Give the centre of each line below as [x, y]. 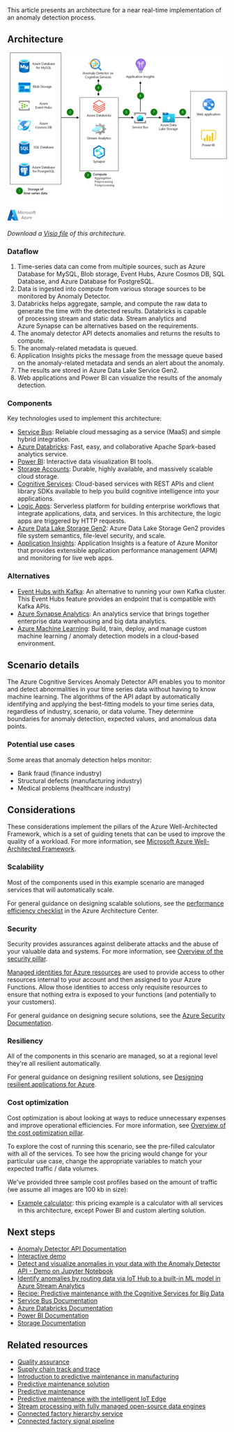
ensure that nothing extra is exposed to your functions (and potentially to [112, 994]
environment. [36, 643]
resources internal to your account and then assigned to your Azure [104, 980]
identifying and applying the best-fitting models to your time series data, [111, 704]
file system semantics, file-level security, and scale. [91, 536]
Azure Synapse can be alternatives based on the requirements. [108, 326]
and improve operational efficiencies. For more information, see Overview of [117, 1125]
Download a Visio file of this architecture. [67, 233]
